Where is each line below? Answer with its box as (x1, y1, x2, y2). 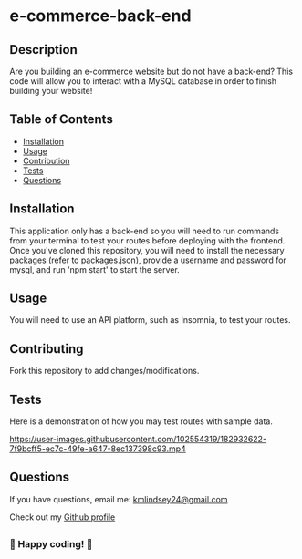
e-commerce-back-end (9, 5, 192, 26)
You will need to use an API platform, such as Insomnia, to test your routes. (9, 315, 291, 326)
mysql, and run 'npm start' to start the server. (9, 264, 180, 274)
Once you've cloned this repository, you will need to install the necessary (9, 244, 285, 255)
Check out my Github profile (9, 512, 116, 523)
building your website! (9, 86, 93, 96)
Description (9, 42, 78, 57)
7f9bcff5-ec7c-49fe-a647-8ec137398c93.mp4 (9, 443, 187, 454)
